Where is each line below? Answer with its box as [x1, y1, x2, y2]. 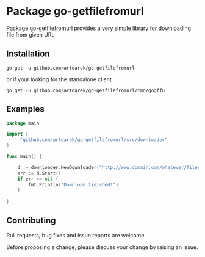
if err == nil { [17, 176, 59, 182]
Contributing [6, 215, 56, 226]
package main [6, 120, 40, 126]
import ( [6, 131, 29, 137]
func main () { [6, 154, 43, 160]
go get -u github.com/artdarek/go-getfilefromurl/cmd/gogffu [6, 87, 165, 93]
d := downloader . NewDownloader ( [17, 164, 99, 170]
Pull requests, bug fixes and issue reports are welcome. [6, 231, 146, 239]
